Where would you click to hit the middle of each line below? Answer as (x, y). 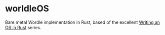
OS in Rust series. (23, 27)
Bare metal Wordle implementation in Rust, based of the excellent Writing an (82, 22)
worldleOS (27, 9)
